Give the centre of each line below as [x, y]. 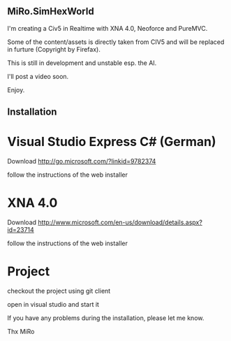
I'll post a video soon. [38, 76]
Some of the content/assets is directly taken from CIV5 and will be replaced [116, 42]
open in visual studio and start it [53, 305]
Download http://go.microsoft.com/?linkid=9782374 [82, 161]
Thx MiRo [21, 332]
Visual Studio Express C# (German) [112, 142]
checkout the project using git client [59, 291]
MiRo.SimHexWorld [51, 12]
